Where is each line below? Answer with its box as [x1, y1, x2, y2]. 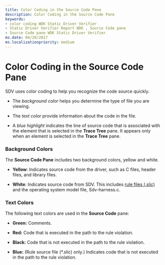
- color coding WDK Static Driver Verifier [5, 21, 97, 26]
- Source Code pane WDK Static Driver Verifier [5, 30, 106, 35]
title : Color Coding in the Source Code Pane [5, 7, 101, 12]
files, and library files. [12, 171, 57, 177]
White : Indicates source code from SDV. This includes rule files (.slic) [12, 181, 156, 187]
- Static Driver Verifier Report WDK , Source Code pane [5, 26, 126, 31]
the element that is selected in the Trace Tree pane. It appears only [12, 128, 151, 133]
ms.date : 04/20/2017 [5, 35, 48, 40]
